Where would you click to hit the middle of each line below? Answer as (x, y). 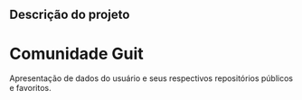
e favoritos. (30, 88)
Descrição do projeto (70, 15)
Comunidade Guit (77, 54)
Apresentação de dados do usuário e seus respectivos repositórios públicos (151, 78)
